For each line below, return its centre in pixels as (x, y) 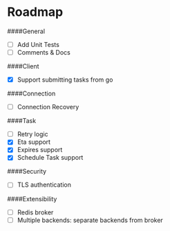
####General (26, 31)
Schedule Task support (50, 158)
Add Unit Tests (38, 44)
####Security (27, 172)
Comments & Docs (44, 52)
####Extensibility (32, 198)
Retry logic (32, 134)
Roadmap (35, 12)
